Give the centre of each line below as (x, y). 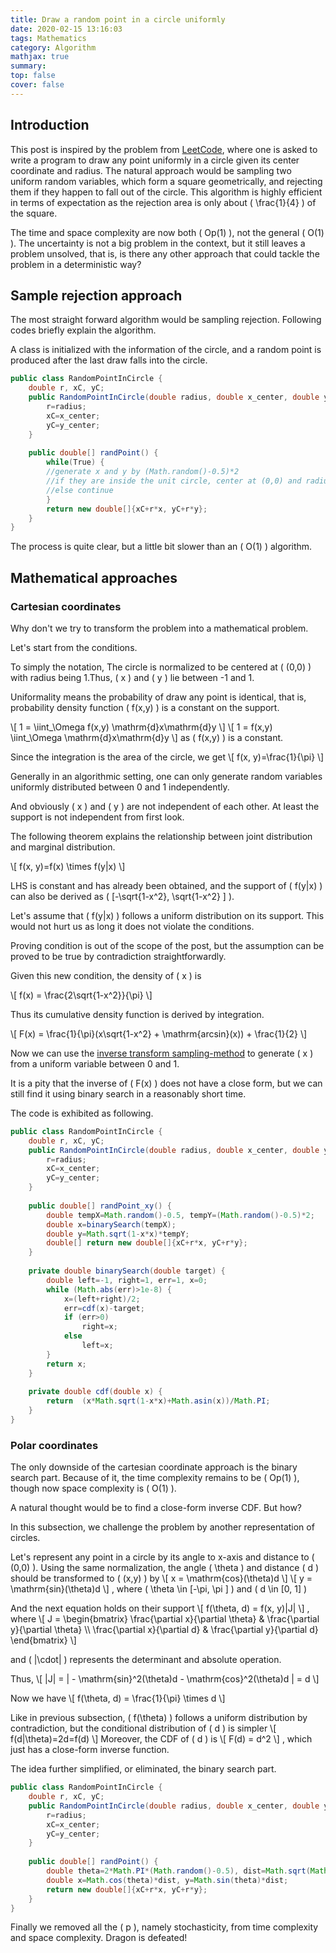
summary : (28, 66)
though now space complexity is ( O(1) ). (93, 1488)
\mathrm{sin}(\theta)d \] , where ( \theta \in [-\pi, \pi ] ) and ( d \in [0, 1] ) (159, 1589)
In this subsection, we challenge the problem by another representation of (162, 1527)
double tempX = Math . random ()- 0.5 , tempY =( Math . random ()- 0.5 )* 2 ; (180, 1215)
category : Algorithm (53, 47)
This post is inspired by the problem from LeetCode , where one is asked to (164, 149)
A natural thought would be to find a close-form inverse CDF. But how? (156, 1508)
